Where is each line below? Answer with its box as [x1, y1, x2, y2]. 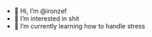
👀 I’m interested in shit [13, 14, 80, 23]
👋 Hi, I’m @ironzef [13, 7, 67, 15]
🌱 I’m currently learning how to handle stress [13, 22, 146, 30]
